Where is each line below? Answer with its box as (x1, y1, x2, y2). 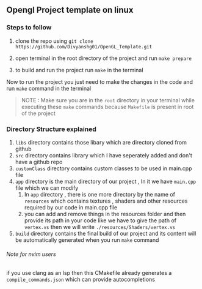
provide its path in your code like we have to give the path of (24, 217, 177, 224)
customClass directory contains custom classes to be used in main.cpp (15, 165, 192, 172)
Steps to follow (6, 23, 52, 32)
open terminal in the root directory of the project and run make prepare (15, 54, 192, 62)
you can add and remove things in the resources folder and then (24, 210, 186, 217)
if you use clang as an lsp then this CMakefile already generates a (6, 269, 172, 277)
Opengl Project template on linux (6, 5, 134, 15)
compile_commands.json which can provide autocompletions (6, 276, 156, 283)
